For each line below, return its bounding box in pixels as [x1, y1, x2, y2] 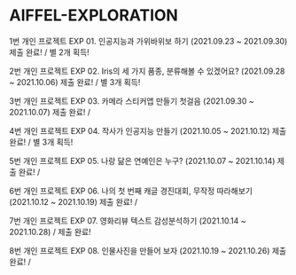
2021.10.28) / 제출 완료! [9, 226, 91, 237]
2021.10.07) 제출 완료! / [9, 106, 91, 117]
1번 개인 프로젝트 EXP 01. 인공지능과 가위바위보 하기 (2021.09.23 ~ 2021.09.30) [9, 35, 288, 46]
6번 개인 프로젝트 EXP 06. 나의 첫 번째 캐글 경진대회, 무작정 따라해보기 [9, 185, 253, 196]
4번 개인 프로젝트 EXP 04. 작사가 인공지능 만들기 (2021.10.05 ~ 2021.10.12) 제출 [9, 125, 286, 136]
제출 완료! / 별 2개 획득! [9, 46, 90, 58]
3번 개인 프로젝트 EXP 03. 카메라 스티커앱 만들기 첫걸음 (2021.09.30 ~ [9, 95, 254, 106]
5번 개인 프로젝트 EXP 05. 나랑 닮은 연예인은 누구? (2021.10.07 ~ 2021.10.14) [9, 155, 276, 166]
